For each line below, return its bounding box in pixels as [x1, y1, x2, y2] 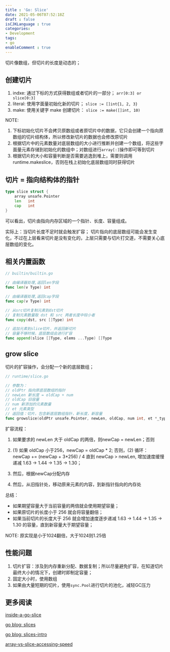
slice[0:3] [12, 96, 36, 101]
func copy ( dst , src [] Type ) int [5, 317, 73, 322]
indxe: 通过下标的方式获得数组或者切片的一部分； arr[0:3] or [12, 90, 142, 96]
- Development [5, 31, 35, 36]
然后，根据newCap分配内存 [12, 471, 70, 477]
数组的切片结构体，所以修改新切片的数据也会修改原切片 [12, 134, 128, 140]
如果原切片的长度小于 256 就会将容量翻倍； [12, 509, 104, 515]
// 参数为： [5, 383, 28, 388]
